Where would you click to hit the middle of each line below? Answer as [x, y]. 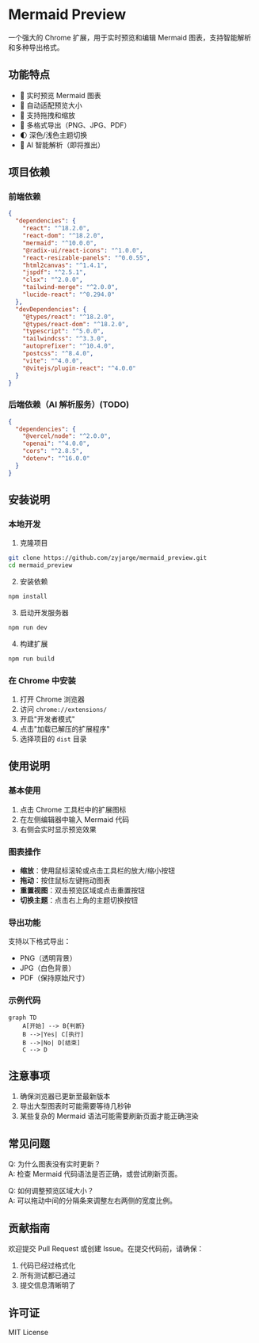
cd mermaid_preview [40, 565]
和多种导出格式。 [36, 47]
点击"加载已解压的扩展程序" [65, 729]
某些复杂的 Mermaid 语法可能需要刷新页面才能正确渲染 [109, 1116]
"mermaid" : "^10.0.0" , [60, 243]
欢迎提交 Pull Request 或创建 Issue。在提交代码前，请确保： [106, 1249]
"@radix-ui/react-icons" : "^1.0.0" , [83, 250]
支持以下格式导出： [40, 942]
